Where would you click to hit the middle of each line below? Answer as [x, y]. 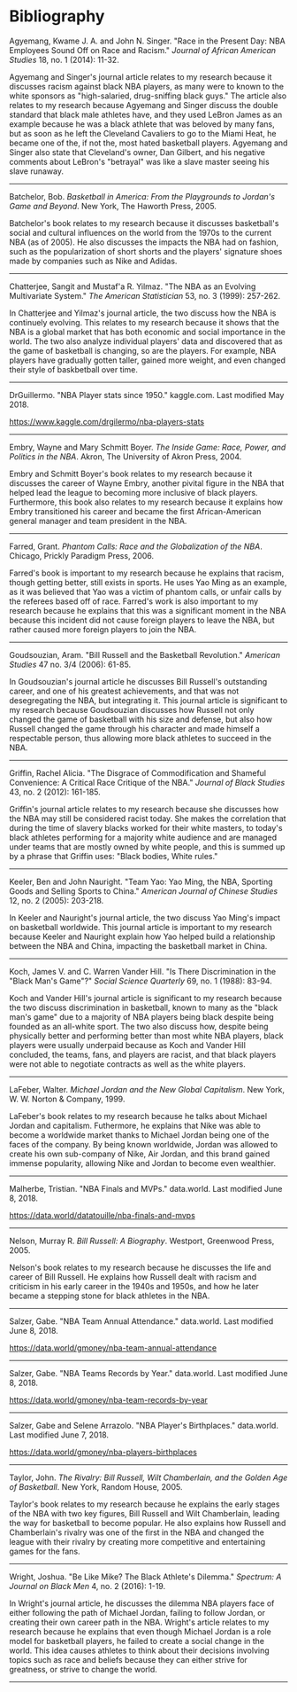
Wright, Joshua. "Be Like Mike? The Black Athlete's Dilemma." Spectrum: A [145, 1577]
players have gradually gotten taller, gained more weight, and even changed [147, 360]
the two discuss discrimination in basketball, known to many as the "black [144, 1007]
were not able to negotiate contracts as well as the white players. [127, 1064]
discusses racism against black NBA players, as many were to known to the [147, 86]
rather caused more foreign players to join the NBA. [103, 629]
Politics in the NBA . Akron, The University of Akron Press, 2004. [126, 456]
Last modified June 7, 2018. [59, 1435]
